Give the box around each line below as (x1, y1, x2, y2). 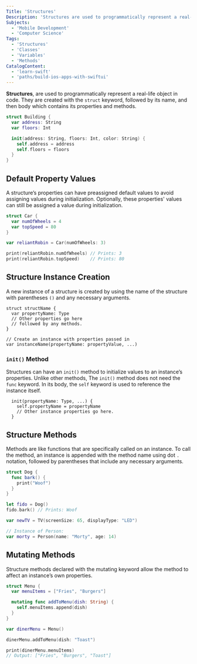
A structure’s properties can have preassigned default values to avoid (6, 189, 174, 196)
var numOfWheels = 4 (11, 218, 62, 224)
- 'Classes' (11, 47, 41, 53)
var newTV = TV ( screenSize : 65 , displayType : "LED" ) (6, 518, 138, 524)
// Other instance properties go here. (16, 409, 114, 414)
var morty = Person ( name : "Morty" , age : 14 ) (6, 534, 117, 540)
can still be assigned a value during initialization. (6, 201, 123, 208)
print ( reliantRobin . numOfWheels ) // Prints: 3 (6, 251, 122, 257)
